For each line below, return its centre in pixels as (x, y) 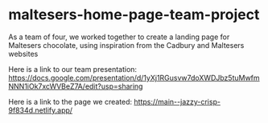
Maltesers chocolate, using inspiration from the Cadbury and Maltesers (126, 45)
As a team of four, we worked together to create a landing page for (119, 37)
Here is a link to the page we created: (70, 101)
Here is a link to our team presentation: (73, 69)
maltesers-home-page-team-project (134, 15)
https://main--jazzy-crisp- (177, 101)
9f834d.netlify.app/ (41, 110)
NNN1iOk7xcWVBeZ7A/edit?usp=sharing (76, 86)
